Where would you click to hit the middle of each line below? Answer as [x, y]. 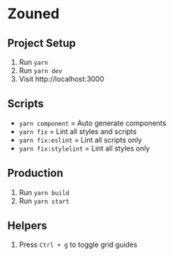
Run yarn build [44, 192]
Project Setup [42, 43]
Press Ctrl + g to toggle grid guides [78, 245]
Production [36, 173]
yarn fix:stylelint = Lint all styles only [84, 148]
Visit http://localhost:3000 [61, 79]
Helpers [27, 226]
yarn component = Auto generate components [93, 123]
